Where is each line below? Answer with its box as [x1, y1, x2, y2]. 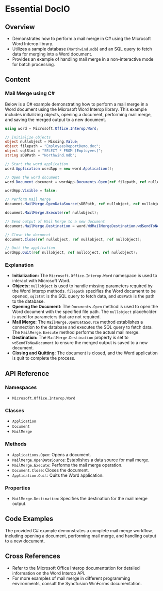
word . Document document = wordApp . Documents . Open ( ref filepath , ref [5, 179, 147, 184]
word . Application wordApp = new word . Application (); [5, 166, 114, 171]
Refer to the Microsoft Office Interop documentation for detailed [12, 565, 140, 571]
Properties [5, 485, 31, 491]
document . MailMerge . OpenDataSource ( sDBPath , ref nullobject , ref [5, 202, 140, 207]
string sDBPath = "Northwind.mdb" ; [5, 153, 77, 158]
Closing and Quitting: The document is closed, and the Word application [12, 350, 158, 356]
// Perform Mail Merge [5, 197, 51, 202]
